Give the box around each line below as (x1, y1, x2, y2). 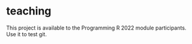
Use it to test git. (6, 30, 47, 37)
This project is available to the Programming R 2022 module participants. (6, 24, 187, 31)
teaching (6, 4, 52, 18)
